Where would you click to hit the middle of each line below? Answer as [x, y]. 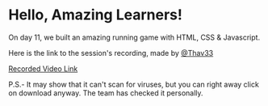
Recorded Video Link [43, 68]
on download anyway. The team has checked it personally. [106, 93]
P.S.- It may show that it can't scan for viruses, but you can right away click [134, 84]
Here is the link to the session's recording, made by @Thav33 [111, 53]
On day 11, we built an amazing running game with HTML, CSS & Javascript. [134, 37]
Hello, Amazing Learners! [96, 15]
